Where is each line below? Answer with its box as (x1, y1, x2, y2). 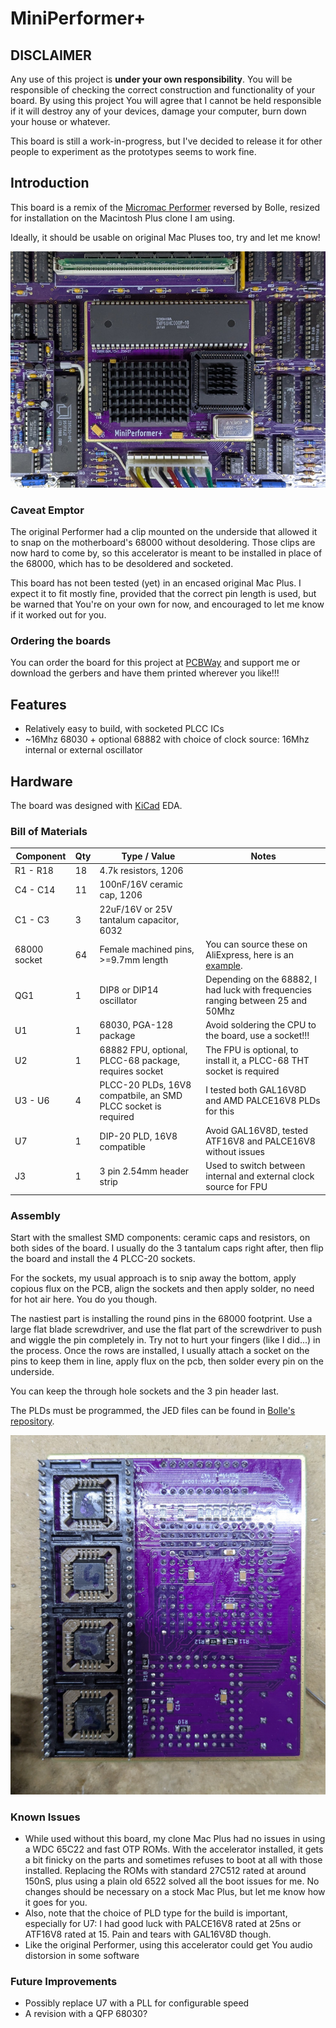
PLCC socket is (99, 1100, 162, 1112)
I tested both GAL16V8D (205, 1084, 307, 1096)
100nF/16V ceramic (99, 878, 183, 891)
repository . (10, 1415, 55, 1427)
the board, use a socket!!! (205, 1030, 310, 1042)
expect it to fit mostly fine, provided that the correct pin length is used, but (10, 588, 317, 600)
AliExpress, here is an (205, 948, 294, 961)
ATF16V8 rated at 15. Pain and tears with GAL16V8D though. (24, 1928, 272, 1940)
